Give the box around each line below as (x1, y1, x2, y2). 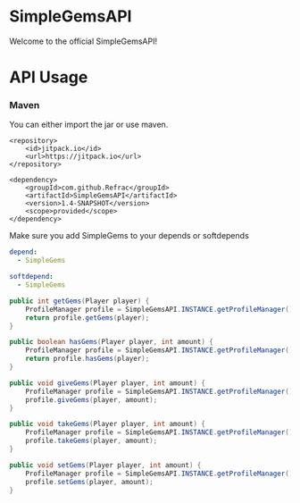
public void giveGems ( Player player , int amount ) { (9, 378, 205, 388)
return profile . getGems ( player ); (25, 313, 150, 323)
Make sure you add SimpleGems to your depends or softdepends (9, 231, 250, 241)
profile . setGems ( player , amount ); (25, 477, 154, 486)
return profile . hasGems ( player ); (25, 355, 150, 364)
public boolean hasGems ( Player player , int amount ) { (9, 338, 214, 347)
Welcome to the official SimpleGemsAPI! (9, 36, 158, 46)
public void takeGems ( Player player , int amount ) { (9, 420, 205, 429)
